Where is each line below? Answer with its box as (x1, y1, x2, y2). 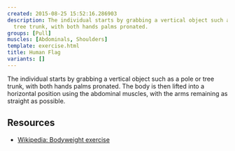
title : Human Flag (7, 49, 61, 56)
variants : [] (7, 56, 45, 63)
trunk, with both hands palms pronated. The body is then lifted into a (7, 81, 205, 90)
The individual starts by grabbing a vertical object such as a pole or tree (7, 74, 215, 83)
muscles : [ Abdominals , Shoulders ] (7, 36, 108, 43)
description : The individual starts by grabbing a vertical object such (7, 17, 224, 24)
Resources (7, 117, 55, 129)
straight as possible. (7, 97, 66, 105)
